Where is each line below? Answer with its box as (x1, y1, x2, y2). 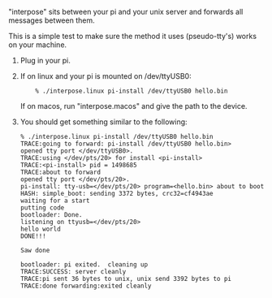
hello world (19, 225, 61, 233)
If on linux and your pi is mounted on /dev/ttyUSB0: (19, 71, 192, 80)
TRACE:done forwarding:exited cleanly (19, 282, 152, 290)
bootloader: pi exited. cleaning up (19, 261, 149, 269)
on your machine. (8, 40, 67, 50)
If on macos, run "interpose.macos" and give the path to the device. (19, 101, 248, 110)
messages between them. (8, 15, 95, 25)
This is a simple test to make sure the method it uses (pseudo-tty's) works (8, 32, 257, 41)
